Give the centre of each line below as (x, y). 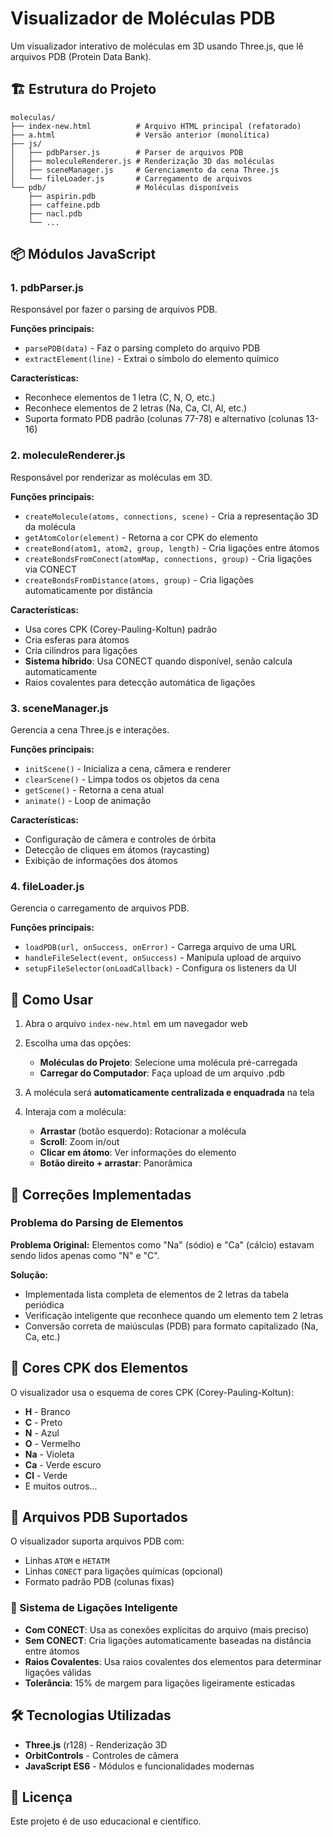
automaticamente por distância (88, 590)
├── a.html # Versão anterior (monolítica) (140, 135)
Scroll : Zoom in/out (79, 1142)
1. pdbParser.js (47, 288)
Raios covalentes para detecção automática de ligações (140, 682)
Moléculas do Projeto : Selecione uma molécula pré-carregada (168, 1063)
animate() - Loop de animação (88, 801)
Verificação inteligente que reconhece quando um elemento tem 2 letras (174, 1315)
